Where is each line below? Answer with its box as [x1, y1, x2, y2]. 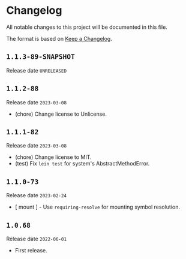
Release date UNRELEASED [6, 67, 67, 74]
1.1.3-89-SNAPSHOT [6, 52, 75, 61]
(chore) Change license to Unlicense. [14, 110, 107, 118]
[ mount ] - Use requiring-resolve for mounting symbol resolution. [14, 203, 181, 210]
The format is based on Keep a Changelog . [6, 35, 112, 42]
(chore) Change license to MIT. [14, 153, 92, 161]
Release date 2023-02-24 [6, 192, 67, 199]
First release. [14, 247, 47, 254]
